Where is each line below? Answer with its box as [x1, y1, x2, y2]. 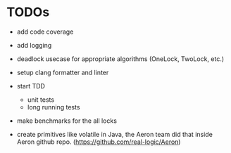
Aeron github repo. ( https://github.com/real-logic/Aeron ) [16, 138, 181, 146]
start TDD [16, 81, 45, 90]
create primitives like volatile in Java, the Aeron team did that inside [16, 130, 213, 138]
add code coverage [16, 27, 74, 36]
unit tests [27, 95, 54, 104]
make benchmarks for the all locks [16, 117, 118, 125]
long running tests [27, 102, 80, 111]
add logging [16, 41, 52, 49]
